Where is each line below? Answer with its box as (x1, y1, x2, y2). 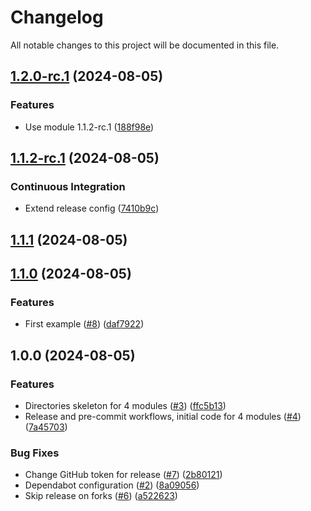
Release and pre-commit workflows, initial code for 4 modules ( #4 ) (24, 411, 302, 423)
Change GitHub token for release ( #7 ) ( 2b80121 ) (24, 469, 223, 481)
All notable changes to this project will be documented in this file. (10, 39, 280, 51)
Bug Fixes (10, 446, 60, 460)
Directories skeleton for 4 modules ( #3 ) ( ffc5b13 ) (24, 400, 227, 412)
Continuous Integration (10, 179, 126, 193)
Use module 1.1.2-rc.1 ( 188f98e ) (24, 121, 155, 133)
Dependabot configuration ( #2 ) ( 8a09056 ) (24, 479, 200, 491)
